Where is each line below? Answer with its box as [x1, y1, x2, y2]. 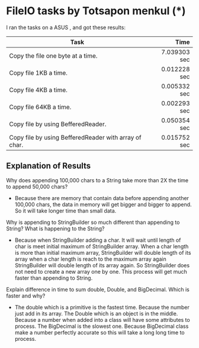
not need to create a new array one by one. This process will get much [14, 268, 188, 275]
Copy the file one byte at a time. [9, 52, 98, 60]
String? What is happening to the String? [6, 224, 105, 232]
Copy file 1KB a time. [9, 68, 68, 77]
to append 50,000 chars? [6, 183, 68, 190]
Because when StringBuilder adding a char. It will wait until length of [14, 236, 181, 243]
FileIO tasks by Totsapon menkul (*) [6, 4, 186, 18]
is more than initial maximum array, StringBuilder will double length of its [14, 249, 191, 256]
